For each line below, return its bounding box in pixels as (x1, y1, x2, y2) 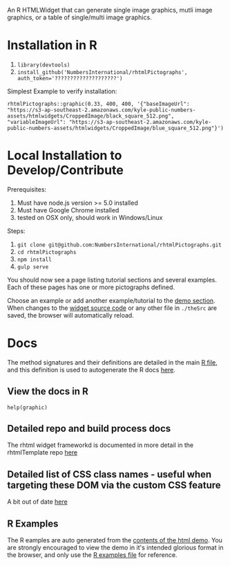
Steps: (7, 226, 26, 235)
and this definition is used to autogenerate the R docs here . (7, 365, 176, 374)
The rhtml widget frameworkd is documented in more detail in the (7, 441, 194, 449)
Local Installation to (7, 148, 122, 163)
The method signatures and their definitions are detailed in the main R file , (7, 358, 218, 366)
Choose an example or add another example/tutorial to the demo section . (7, 296, 215, 304)
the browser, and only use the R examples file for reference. (7, 551, 178, 559)
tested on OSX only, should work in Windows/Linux (17, 213, 164, 221)
